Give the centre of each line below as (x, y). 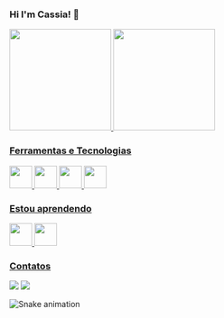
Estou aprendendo (51, 208)
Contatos (30, 266)
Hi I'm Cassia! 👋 (44, 14)
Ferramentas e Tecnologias (70, 150)
